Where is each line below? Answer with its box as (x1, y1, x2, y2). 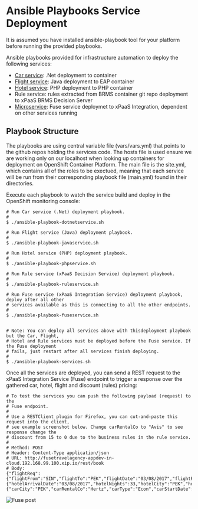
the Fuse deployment (6, 343, 57, 349)
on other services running (14, 109, 78, 116)
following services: (6, 60, 52, 67)
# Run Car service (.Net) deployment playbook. (6, 208, 126, 215)
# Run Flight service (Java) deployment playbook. (6, 229, 133, 236)
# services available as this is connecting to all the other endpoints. (6, 302, 192, 308)
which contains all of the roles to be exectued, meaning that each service (6, 167, 184, 174)
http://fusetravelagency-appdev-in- (24, 455, 115, 461)
